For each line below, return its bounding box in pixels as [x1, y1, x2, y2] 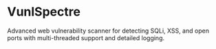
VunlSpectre [7, 4, 81, 20]
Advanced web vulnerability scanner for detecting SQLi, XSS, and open [7, 27, 210, 35]
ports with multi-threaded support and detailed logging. [7, 33, 165, 42]
